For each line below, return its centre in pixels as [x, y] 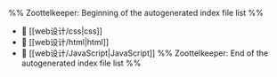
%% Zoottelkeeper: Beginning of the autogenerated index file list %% [136, 13]
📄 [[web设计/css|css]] [62, 31]
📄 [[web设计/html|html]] [65, 42]
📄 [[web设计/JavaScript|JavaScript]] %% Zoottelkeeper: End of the [145, 53]
